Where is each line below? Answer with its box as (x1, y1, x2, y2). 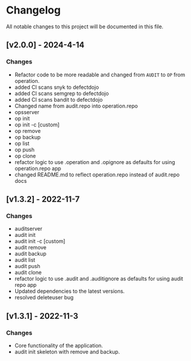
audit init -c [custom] (14, 238, 66, 245)
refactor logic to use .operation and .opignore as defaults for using (14, 158, 176, 165)
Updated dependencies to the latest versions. (14, 288, 125, 295)
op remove (14, 127, 41, 134)
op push (14, 146, 35, 153)
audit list (14, 256, 36, 263)
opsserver (14, 108, 40, 115)
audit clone (14, 269, 42, 276)
